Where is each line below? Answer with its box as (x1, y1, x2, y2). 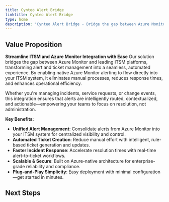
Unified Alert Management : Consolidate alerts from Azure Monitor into (12, 126, 160, 132)
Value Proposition (5, 40, 62, 48)
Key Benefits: (5, 116, 34, 122)
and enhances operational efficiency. (5, 80, 82, 86)
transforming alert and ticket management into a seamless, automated (5, 64, 151, 71)
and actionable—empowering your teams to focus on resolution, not (5, 101, 146, 107)
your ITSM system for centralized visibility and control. (12, 131, 126, 137)
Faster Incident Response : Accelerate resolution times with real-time (12, 147, 156, 154)
